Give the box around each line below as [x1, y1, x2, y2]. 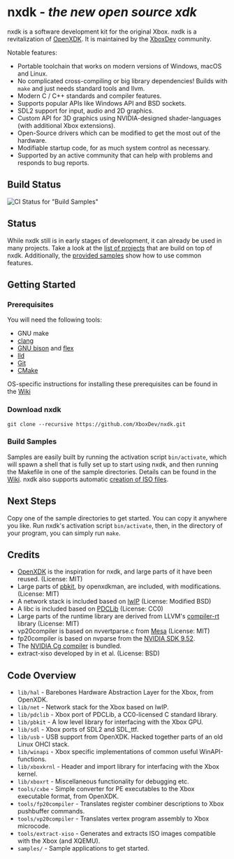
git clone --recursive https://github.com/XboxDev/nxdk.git [7, 420, 187, 427]
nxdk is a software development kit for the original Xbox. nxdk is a [7, 27, 197, 36]
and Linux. [17, 69, 47, 78]
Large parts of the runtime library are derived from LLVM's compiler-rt [17, 612, 220, 620]
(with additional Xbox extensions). [17, 121, 116, 129]
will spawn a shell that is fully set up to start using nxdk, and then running [7, 460, 219, 469]
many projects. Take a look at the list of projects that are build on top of [7, 243, 213, 252]
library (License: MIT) [17, 620, 80, 628]
